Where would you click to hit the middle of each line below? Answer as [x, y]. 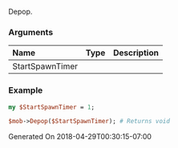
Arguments [31, 32]
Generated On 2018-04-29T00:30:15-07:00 [80, 137]
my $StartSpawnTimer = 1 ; [51, 107]
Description [136, 53]
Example [26, 90]
